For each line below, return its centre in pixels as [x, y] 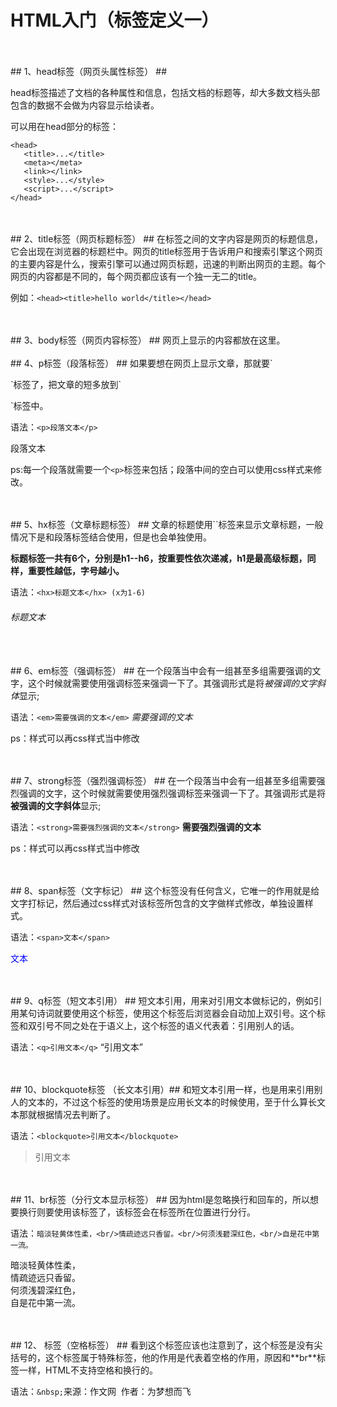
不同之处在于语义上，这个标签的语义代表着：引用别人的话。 [176, 1026]
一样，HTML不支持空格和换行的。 [88, 1370]
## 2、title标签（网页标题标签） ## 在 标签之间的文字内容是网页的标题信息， [166, 238]
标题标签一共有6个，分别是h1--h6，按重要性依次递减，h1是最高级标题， [159, 558]
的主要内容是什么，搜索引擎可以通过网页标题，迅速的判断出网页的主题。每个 [168, 263]
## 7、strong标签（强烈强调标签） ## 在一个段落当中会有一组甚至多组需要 [163, 781]
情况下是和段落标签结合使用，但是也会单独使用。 [111, 537]
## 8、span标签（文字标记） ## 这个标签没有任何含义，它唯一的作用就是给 [165, 891]
